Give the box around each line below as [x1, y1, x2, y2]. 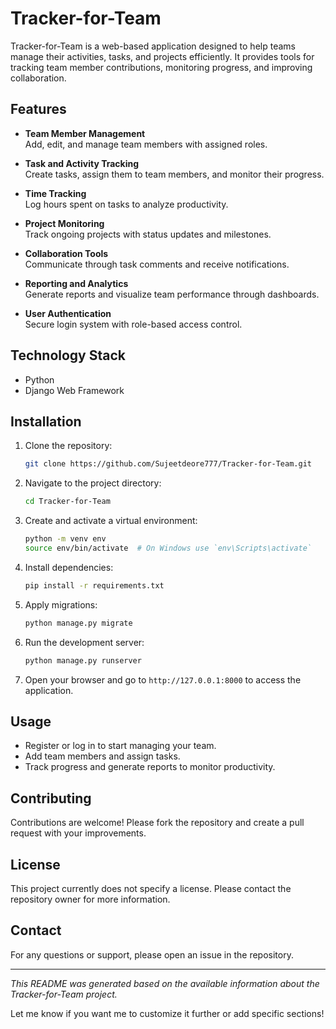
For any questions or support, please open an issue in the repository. [10, 948, 294, 961]
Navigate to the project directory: [24, 477, 162, 489]
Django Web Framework [24, 384, 125, 396]
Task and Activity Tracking [24, 157, 140, 169]
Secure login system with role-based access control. [24, 318, 243, 330]
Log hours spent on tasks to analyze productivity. [24, 198, 229, 210]
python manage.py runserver [24, 655, 142, 666]
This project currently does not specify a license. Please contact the [10, 882, 292, 894]
